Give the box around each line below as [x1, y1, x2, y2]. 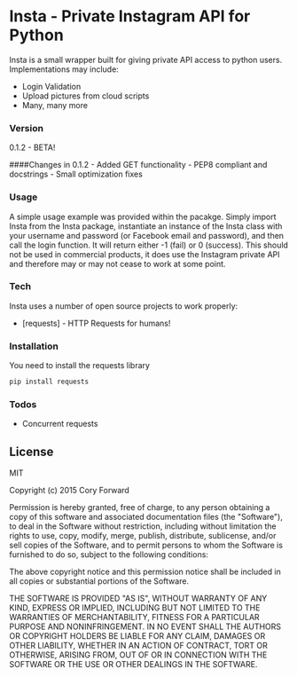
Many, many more [21, 99, 89, 110]
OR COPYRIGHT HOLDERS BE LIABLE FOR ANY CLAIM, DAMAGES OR [9, 631, 266, 642]
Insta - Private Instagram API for [9, 6, 251, 27]
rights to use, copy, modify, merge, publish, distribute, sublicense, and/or [9, 531, 277, 541]
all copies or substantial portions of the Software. [9, 576, 189, 586]
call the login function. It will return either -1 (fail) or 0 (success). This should [9, 240, 288, 250]
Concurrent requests [21, 419, 98, 429]
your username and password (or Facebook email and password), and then [9, 230, 285, 240]
